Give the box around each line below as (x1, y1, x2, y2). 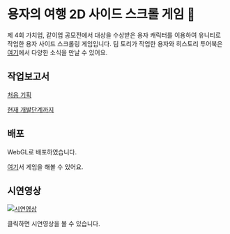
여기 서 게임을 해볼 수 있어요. (7, 162, 84, 171)
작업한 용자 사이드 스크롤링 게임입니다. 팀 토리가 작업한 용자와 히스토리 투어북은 (7, 39, 223, 47)
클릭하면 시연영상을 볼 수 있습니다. (7, 219, 100, 228)
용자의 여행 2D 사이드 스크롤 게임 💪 (7, 6, 195, 22)
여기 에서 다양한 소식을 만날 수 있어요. (7, 48, 108, 57)
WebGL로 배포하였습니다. (7, 147, 77, 156)
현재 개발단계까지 (7, 105, 54, 114)
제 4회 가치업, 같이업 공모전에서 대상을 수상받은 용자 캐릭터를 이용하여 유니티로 (7, 31, 222, 39)
